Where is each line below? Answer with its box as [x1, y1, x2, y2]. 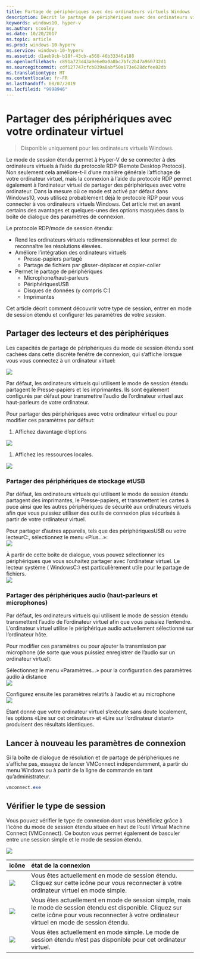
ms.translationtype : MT [6, 70, 65, 76]
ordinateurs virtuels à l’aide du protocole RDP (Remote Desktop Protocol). [6, 162, 186, 169]
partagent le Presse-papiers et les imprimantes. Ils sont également [6, 386, 170, 393]
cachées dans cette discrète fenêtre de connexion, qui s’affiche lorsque [6, 350, 182, 358]
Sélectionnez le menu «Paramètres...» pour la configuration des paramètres [6, 667, 192, 674]
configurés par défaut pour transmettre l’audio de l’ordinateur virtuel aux [6, 392, 183, 400]
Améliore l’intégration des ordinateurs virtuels [14, 249, 127, 256]
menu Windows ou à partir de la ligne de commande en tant [6, 767, 153, 774]
